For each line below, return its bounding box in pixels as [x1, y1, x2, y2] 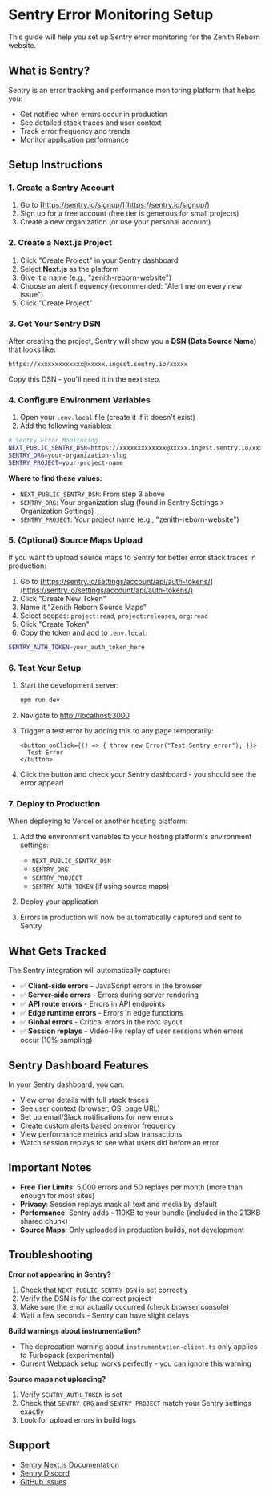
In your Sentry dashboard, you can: [8, 1080, 125, 1089]
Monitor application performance [19, 135, 130, 144]
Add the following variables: [19, 421, 113, 430]
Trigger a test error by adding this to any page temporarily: [19, 726, 214, 736]
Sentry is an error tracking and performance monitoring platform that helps [8, 85, 255, 95]
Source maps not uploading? [8, 1374, 106, 1383]
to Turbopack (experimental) [19, 1350, 114, 1359]
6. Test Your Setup [8, 662, 82, 673]
